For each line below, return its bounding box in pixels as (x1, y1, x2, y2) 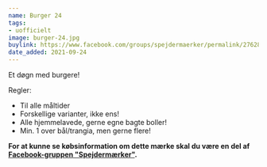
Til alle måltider (19, 101, 70, 110)
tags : (8, 19, 26, 27)
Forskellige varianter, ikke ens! (19, 109, 119, 119)
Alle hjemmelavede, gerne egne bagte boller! (19, 118, 167, 127)
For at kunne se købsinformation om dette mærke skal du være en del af (8, 142, 250, 150)
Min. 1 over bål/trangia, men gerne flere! (19, 126, 151, 135)
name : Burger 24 (8, 11, 62, 20)
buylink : (8, 41, 37, 49)
